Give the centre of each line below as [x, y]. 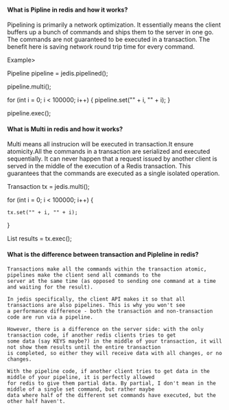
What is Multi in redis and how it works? [65, 129]
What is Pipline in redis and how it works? [68, 10]
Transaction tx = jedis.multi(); [49, 187]
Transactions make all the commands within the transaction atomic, [107, 269]
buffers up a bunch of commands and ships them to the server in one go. [110, 32]
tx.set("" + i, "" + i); [43, 213]
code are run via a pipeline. [50, 317]
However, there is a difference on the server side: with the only [106, 329]
